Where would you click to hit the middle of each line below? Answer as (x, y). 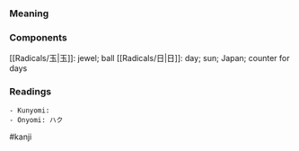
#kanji (21, 137)
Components (38, 37)
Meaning (29, 13)
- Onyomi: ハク (36, 120)
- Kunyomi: (30, 111)
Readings (31, 92)
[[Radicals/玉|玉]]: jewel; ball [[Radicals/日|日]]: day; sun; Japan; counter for (149, 58)
